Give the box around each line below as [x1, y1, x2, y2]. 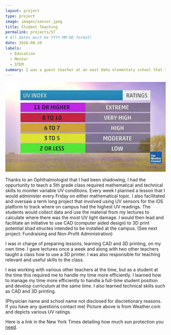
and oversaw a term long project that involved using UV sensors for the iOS [5, 198, 164, 204]
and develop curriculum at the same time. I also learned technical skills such [5, 283, 165, 289]
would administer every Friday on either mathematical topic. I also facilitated [5, 193, 165, 199]
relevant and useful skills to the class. [5, 257, 84, 263]
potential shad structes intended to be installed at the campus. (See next [5, 225, 158, 231]
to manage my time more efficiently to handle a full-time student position [5, 278, 158, 284]
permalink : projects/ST [5, 29, 56, 35]
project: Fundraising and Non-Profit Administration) [5, 231, 113, 237]
